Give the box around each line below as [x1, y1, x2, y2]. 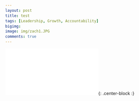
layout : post [5, 8, 32, 13]
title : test [5, 13, 30, 18]
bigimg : [5, 24, 21, 29]
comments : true [5, 34, 37, 39]
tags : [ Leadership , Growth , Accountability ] [5, 18, 99, 23]
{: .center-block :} [98, 91, 135, 96]
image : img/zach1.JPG [5, 29, 50, 34]
